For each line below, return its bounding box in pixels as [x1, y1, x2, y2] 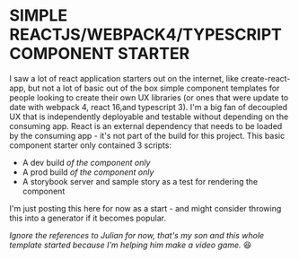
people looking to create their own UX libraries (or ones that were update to [9, 91, 289, 103]
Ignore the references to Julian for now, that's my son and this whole [9, 229, 265, 240]
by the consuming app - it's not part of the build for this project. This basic [9, 130, 286, 141]
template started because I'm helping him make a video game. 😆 [9, 239, 252, 250]
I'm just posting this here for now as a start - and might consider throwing [9, 203, 282, 213]
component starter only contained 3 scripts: [9, 140, 172, 151]
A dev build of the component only [22, 157, 151, 168]
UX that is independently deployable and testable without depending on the [9, 111, 289, 122]
